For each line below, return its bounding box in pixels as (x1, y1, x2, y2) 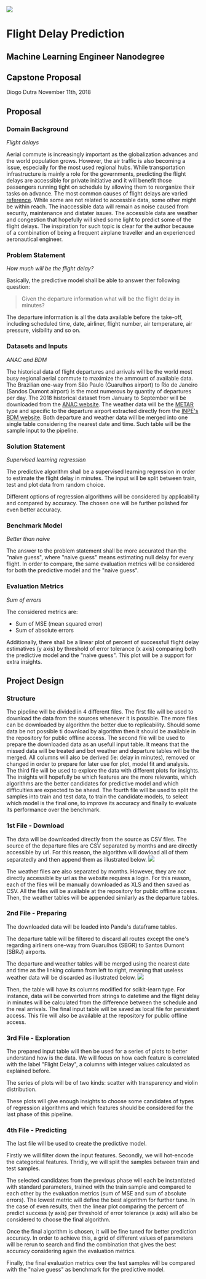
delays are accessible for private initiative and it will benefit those (6, 177, 172, 184)
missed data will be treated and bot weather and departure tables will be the (6, 747, 200, 755)
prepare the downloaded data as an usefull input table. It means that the (6, 741, 189, 748)
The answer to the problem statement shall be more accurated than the (6, 547, 187, 554)
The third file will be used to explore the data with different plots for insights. (6, 767, 200, 774)
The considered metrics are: (6, 608, 78, 615)
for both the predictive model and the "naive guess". (6, 567, 139, 574)
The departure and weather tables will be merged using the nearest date (6, 959, 190, 967)
